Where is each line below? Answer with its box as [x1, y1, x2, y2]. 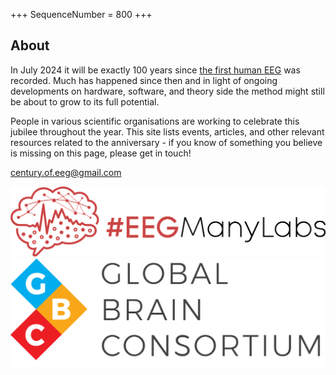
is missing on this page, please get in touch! [10, 147, 192, 159]
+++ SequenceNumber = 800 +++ [10, 9, 153, 20]
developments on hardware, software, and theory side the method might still [10, 85, 325, 97]
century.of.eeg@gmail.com [10, 166, 122, 178]
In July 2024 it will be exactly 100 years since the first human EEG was [10, 64, 301, 76]
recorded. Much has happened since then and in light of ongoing [10, 74, 278, 86]
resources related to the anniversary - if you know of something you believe [10, 136, 323, 148]
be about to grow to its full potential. [10, 95, 160, 108]
